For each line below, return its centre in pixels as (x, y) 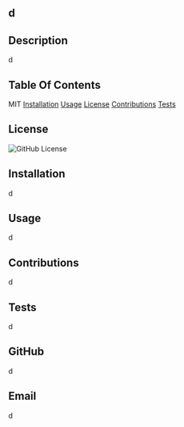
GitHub (26, 352)
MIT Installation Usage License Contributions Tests (92, 104)
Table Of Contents (55, 85)
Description (38, 40)
